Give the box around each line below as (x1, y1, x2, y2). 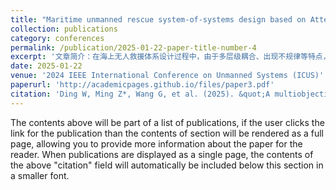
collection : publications (10, 24, 118, 34)
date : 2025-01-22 (10, 61, 83, 71)
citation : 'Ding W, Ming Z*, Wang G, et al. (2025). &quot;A (10, 89, 271, 99)
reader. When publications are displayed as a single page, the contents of (10, 148, 314, 160)
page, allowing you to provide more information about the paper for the (10, 137, 303, 150)
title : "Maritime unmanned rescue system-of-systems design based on (10, 14, 307, 25)
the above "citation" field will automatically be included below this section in (10, 159, 324, 171)
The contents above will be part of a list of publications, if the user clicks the (10, 116, 325, 128)
